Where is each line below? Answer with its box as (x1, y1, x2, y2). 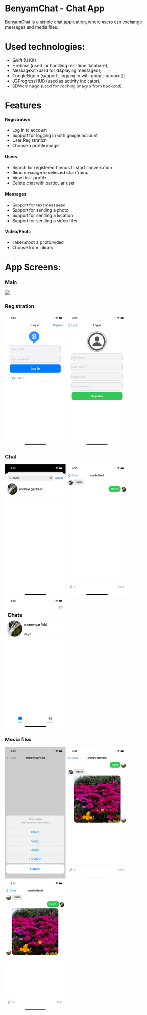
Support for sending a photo (12, 207, 69, 213)
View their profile (12, 175, 46, 181)
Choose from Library (12, 244, 54, 250)
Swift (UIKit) (12, 57, 36, 63)
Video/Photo (5, 229, 31, 235)
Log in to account (12, 127, 47, 133)
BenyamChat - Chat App (5, 3, 105, 14)
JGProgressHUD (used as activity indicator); (12, 78, 101, 84)
